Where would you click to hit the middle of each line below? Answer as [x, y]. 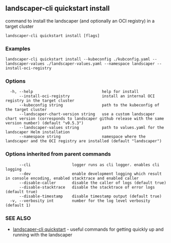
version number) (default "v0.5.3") [44, 123]
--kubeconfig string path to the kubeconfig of [89, 105]
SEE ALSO [18, 218]
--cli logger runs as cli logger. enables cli [89, 165]
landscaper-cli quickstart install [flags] [53, 35]
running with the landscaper [43, 235]
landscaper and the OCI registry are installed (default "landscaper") [83, 141]
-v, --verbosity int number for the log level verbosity [80, 201]
